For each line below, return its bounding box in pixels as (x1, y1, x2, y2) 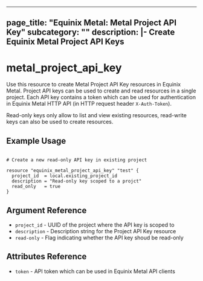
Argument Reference (6, 205, 87, 215)
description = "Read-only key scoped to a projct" (11, 178, 142, 184)
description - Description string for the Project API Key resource (14, 227, 176, 234)
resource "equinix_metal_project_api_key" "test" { (6, 167, 139, 174)
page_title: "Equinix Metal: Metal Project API (6, 18, 177, 28)
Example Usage (6, 135, 66, 146)
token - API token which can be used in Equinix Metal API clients (14, 267, 175, 275)
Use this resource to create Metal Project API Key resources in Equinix (6, 81, 181, 88)
